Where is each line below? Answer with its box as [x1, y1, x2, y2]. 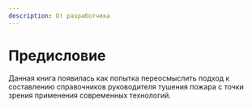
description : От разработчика [8, 11, 111, 20]
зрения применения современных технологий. [8, 90, 172, 100]
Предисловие [8, 46, 106, 64]
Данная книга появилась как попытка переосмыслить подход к [8, 73, 230, 83]
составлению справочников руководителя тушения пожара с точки [8, 81, 245, 91]
